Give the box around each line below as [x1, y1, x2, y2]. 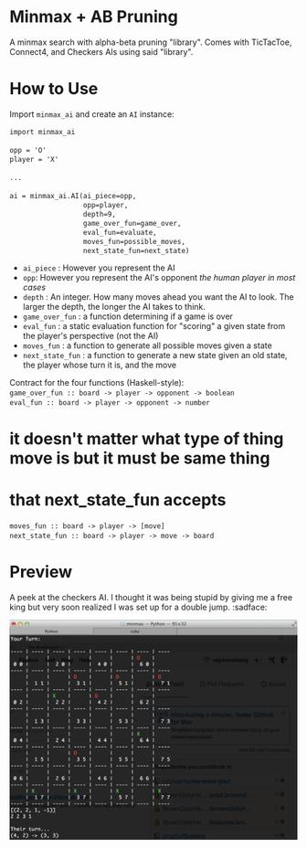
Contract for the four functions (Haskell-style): [9, 377, 185, 387]
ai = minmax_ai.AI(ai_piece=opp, [9, 191, 137, 200]
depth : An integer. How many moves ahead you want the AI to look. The [22, 291, 294, 302]
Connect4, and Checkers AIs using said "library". [9, 46, 194, 57]
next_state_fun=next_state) [82, 246, 190, 255]
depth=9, [82, 209, 117, 218]
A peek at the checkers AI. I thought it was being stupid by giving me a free [9, 591, 293, 602]
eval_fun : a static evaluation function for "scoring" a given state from [22, 320, 286, 331]
